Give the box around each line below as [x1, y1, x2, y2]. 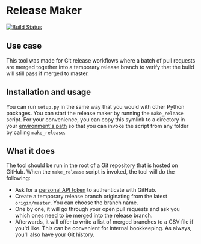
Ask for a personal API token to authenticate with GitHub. [14, 186, 156, 194]
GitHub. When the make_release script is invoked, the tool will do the [6, 168, 175, 175]
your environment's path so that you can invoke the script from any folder [6, 122, 189, 129]
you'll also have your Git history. [14, 231, 95, 238]
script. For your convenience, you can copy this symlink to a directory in [6, 115, 185, 123]
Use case [6, 41, 42, 51]
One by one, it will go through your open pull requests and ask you [14, 206, 181, 213]
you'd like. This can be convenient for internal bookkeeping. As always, [14, 225, 192, 232]
